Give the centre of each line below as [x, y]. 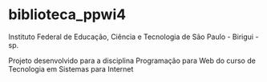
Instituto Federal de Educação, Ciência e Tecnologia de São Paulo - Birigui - [133, 37]
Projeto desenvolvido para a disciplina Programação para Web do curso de [132, 61]
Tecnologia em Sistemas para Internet [71, 68]
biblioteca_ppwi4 [67, 15]
